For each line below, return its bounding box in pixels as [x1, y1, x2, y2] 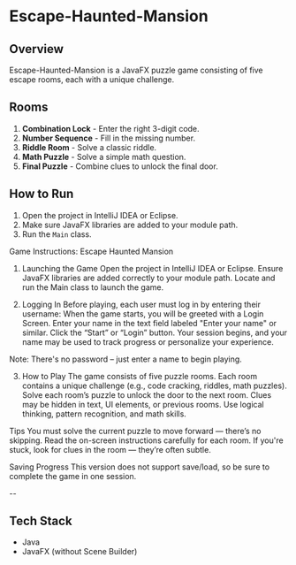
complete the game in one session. [9, 470, 137, 481]
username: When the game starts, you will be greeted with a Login [21, 308, 264, 319]
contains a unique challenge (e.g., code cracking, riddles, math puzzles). [21, 380, 287, 391]
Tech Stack [9, 514, 72, 529]
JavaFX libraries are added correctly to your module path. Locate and [21, 272, 276, 283]
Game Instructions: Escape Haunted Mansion [9, 246, 174, 256]
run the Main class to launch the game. [21, 281, 164, 293]
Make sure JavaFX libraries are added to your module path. [21, 219, 239, 230]
